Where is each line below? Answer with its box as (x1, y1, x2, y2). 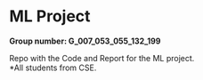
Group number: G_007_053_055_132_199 (9, 36, 161, 46)
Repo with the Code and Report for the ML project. (9, 52, 195, 63)
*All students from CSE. (9, 62, 97, 73)
